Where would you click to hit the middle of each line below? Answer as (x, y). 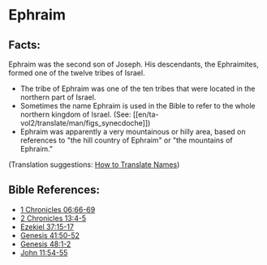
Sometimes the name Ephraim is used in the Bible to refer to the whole (138, 106)
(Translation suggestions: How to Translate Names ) (94, 165)
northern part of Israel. (58, 97)
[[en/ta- (146, 114)
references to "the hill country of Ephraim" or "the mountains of (126, 140)
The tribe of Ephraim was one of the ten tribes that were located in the (138, 88)
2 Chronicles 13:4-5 (53, 218)
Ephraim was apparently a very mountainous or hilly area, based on (133, 132)
